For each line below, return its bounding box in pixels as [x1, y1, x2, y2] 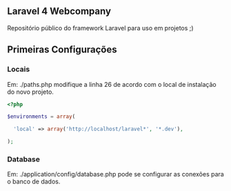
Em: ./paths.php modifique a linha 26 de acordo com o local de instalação [7, 80, 217, 88]
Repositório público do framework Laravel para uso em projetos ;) [7, 23, 194, 32]
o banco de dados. [7, 177, 61, 185]
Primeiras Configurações [7, 44, 117, 56]
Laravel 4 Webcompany [7, 6, 112, 17]
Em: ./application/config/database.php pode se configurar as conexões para [7, 170, 224, 179]
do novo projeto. [7, 88, 54, 96]
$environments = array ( [7, 113, 76, 120]
